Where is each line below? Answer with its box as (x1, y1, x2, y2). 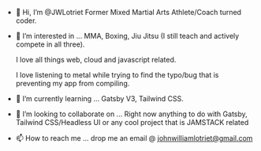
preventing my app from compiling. (15, 79, 130, 88)
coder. (15, 16, 37, 25)
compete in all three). (15, 40, 85, 49)
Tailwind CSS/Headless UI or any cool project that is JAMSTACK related (15, 118, 249, 126)
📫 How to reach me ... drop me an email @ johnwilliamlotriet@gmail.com (15, 134, 253, 142)
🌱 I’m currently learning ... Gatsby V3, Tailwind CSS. (15, 94, 184, 103)
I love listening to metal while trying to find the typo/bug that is (15, 70, 219, 79)
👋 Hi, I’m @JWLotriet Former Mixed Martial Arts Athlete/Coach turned (15, 8, 242, 17)
